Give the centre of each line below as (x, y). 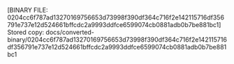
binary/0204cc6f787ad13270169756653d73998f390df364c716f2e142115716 (117, 40)
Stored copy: (26, 32)
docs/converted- (70, 32)
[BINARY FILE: (28, 10)
